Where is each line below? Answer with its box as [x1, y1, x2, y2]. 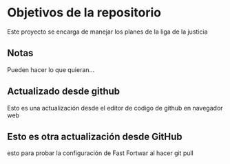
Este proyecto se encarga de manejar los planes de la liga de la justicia [7, 27, 208, 36]
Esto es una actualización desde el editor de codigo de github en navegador [7, 104, 223, 112]
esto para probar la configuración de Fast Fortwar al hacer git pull [7, 149, 194, 157]
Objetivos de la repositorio [7, 5, 162, 21]
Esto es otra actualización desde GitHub [7, 130, 182, 142]
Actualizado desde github [7, 86, 121, 97]
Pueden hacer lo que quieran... [7, 65, 95, 73]
